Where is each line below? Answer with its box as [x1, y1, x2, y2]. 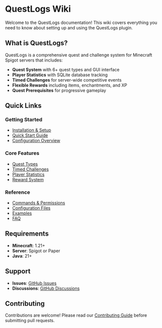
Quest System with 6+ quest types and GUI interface [12, 66, 120, 72]
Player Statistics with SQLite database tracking [12, 72, 108, 78]
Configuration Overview [12, 138, 61, 144]
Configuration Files [12, 205, 51, 211]
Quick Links [5, 102, 42, 110]
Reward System [12, 176, 44, 182]
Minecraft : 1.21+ [12, 242, 45, 248]
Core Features [5, 150, 40, 157]
